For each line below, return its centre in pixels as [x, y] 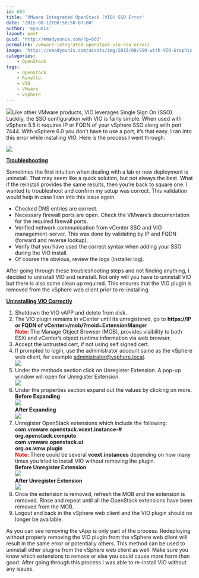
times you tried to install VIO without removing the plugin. [85, 461]
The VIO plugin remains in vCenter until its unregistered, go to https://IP [103, 319]
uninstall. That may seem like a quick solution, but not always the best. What [99, 178]
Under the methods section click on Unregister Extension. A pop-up [98, 370]
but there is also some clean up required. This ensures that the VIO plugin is [99, 283]
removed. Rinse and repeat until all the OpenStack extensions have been [104, 500]
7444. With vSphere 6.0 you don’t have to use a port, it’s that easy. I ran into [99, 131]
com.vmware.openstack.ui [49, 442]
